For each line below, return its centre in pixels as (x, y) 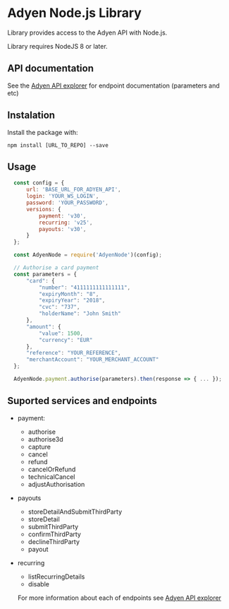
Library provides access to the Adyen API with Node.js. (87, 32)
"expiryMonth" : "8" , (69, 294)
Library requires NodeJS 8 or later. (57, 46)
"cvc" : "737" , (59, 307)
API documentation (50, 69)
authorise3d (45, 439)
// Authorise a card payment (56, 268)
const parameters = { (45, 274)
